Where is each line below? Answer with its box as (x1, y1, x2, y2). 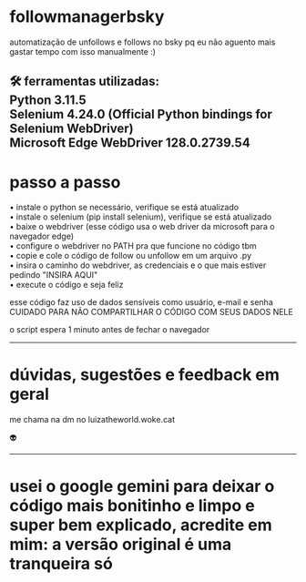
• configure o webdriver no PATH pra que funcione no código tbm (9, 240, 257, 251)
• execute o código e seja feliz (9, 280, 124, 291)
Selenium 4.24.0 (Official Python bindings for (9, 107, 273, 122)
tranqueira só (9, 554, 114, 575)
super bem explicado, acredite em (9, 515, 273, 536)
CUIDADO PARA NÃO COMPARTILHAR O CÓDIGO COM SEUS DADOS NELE (9, 307, 293, 318)
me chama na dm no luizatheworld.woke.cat (9, 414, 176, 425)
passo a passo (9, 171, 121, 192)
